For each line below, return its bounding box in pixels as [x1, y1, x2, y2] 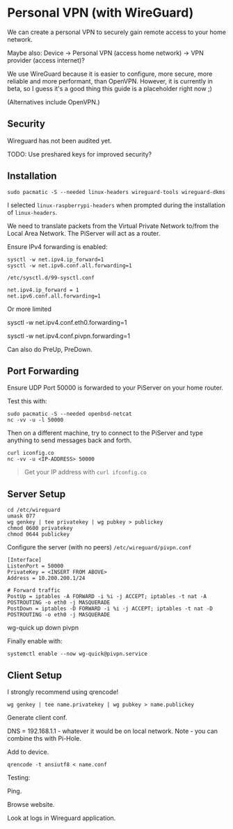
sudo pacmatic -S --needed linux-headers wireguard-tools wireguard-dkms [7, 188, 226, 195]
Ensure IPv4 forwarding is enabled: [7, 242, 108, 251]
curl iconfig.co [7, 450, 54, 457]
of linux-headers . [7, 208, 58, 216]
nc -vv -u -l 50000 [7, 417, 64, 424]
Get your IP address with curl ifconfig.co [24, 468, 147, 476]
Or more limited [7, 305, 52, 313]
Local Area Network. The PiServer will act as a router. [7, 229, 161, 237]
